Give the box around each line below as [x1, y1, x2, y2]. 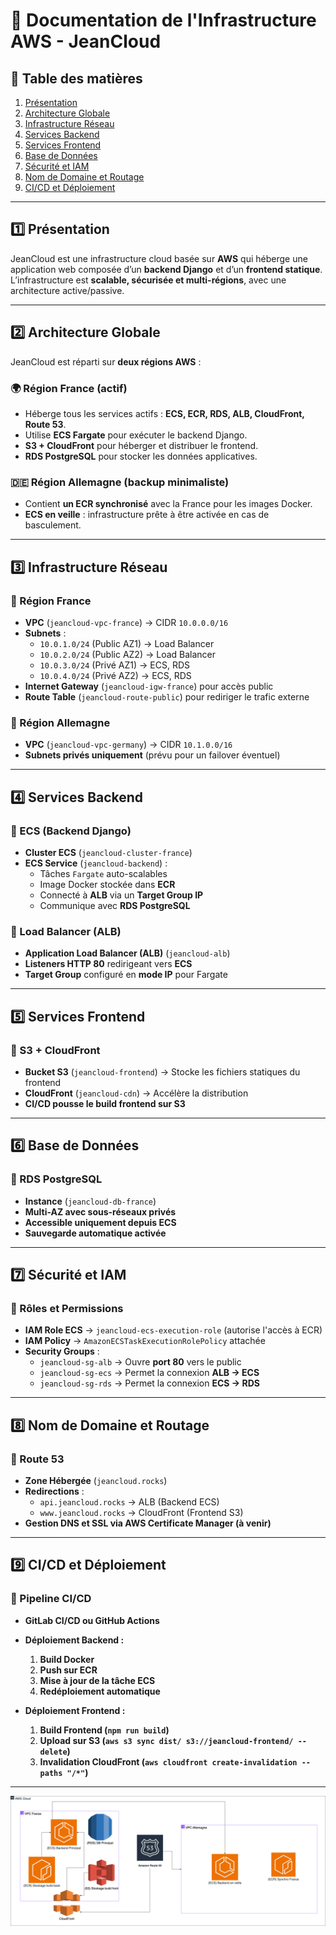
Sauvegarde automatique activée [24, 1227, 167, 1239]
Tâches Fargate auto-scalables [39, 867, 168, 879]
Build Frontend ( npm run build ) [39, 1724, 170, 1736]
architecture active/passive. [10, 284, 125, 296]
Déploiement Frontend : [24, 1704, 126, 1716]
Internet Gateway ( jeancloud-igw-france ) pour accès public [24, 680, 274, 692]
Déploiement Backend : [24, 1634, 125, 1646]
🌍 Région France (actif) [10, 381, 128, 395]
